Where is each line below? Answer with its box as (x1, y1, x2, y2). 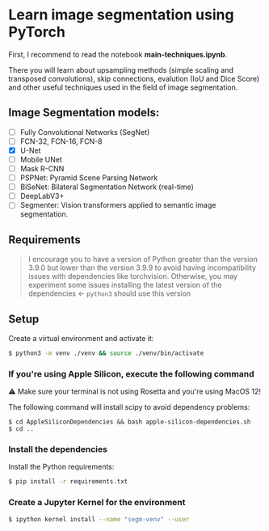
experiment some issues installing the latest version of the (27, 280, 222, 290)
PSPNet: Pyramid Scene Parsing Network (19, 173, 158, 183)
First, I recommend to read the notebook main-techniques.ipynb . (8, 49, 228, 59)
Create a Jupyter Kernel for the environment (8, 497, 186, 508)
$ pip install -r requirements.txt (8, 478, 128, 486)
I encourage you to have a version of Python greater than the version (27, 255, 258, 264)
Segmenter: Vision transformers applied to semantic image (19, 200, 216, 210)
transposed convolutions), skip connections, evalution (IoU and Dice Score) (8, 74, 260, 83)
